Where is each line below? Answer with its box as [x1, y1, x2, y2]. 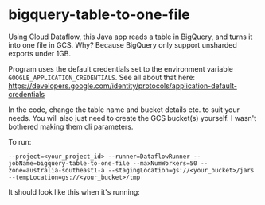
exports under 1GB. [8, 48, 72, 58]
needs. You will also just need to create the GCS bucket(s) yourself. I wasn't [8, 113, 257, 122]
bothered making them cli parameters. [8, 122, 134, 131]
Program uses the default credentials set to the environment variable [8, 64, 233, 73]
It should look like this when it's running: [8, 187, 141, 196]
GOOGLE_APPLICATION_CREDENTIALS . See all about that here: [8, 72, 196, 82]
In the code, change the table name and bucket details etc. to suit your [8, 105, 240, 114]
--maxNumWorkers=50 [132, 159, 197, 168]
